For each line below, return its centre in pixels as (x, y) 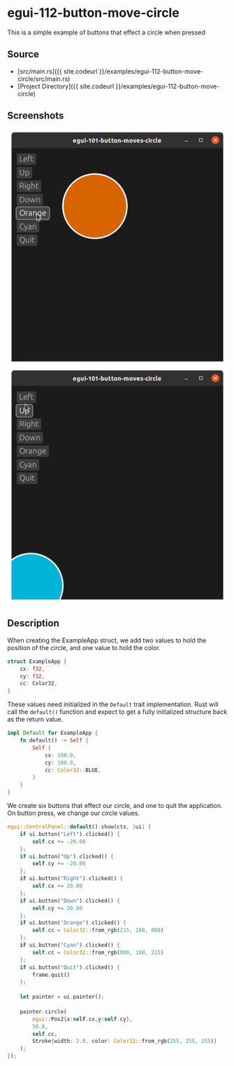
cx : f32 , (32, 669)
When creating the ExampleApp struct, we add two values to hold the (107, 640)
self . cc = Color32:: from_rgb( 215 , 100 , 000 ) (98, 931)
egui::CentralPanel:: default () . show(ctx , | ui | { (79, 827)
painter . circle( (44, 1011)
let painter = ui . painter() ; (62, 997)
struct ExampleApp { (37, 661)
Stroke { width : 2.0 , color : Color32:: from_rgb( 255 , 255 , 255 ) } (125, 1041)
